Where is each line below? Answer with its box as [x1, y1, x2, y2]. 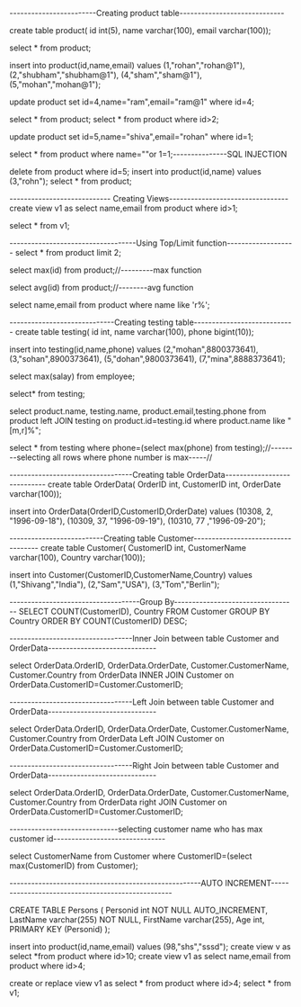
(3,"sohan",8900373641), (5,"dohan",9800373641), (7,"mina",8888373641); [9, 354, 286, 364]
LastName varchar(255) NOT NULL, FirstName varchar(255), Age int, [9, 914, 265, 925]
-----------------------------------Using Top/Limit [9, 238, 195, 248]
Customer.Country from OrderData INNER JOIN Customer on [9, 670, 235, 680]
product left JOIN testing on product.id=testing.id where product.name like [9, 416, 286, 426]
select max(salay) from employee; [9, 371, 136, 382]
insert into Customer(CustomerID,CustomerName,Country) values [9, 570, 253, 580]
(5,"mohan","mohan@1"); [9, 79, 102, 89]
